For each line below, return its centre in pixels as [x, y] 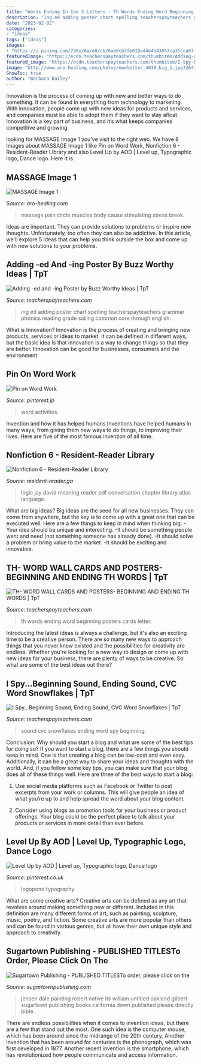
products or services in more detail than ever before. [80, 823]
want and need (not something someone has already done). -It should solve [100, 536]
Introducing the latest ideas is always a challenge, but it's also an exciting [97, 633]
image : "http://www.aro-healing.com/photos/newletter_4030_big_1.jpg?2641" [103, 68]
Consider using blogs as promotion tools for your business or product [100, 810]
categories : [21, 29]
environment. [22, 355]
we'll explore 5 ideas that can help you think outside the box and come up [97, 239]
